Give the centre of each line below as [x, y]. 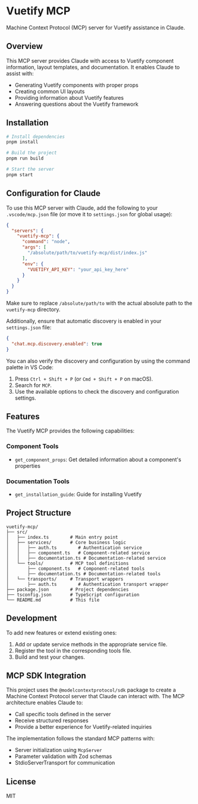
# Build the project [32, 153]
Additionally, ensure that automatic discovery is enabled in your [84, 321]
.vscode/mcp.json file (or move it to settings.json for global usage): [89, 214]
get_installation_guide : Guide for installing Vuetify [78, 495]
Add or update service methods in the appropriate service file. [91, 644]
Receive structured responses [51, 720]
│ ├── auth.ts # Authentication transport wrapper [87, 584]
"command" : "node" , [46, 242]
